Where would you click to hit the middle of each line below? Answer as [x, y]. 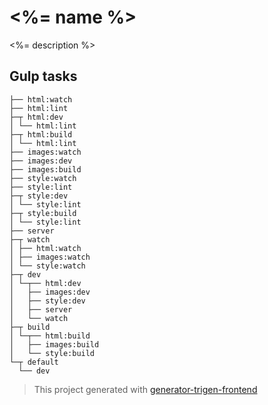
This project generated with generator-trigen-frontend [145, 389]
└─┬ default [34, 362]
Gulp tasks [43, 76]
